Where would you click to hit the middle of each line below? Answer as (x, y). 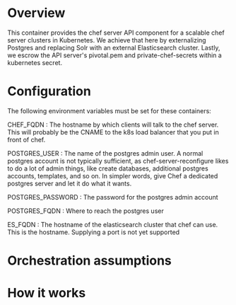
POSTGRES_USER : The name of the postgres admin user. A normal (105, 153)
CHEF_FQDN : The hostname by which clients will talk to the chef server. (113, 125)
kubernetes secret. (35, 62)
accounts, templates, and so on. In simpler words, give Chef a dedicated (113, 175)
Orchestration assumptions (89, 261)
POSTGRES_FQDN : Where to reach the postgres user (85, 211)
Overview (36, 13)
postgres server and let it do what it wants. (70, 183)
